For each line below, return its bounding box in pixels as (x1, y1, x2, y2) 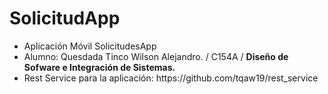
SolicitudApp (9, 7, 121, 30)
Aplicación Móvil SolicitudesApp (23, 40, 157, 52)
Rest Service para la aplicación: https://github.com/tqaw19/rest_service (23, 72, 319, 84)
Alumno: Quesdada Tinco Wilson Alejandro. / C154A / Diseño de (23, 50, 289, 62)
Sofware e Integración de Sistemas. (23, 61, 176, 73)
